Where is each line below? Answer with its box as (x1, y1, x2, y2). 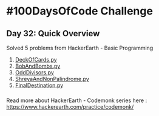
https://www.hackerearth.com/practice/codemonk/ (6, 103, 134, 110)
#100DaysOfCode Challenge (6, 4, 154, 18)
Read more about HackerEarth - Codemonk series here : (6, 97, 147, 104)
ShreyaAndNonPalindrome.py (15, 76, 89, 82)
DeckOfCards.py (15, 56, 57, 63)
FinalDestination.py (15, 82, 64, 89)
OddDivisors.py (15, 69, 55, 76)
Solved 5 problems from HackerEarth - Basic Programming (6, 44, 154, 51)
